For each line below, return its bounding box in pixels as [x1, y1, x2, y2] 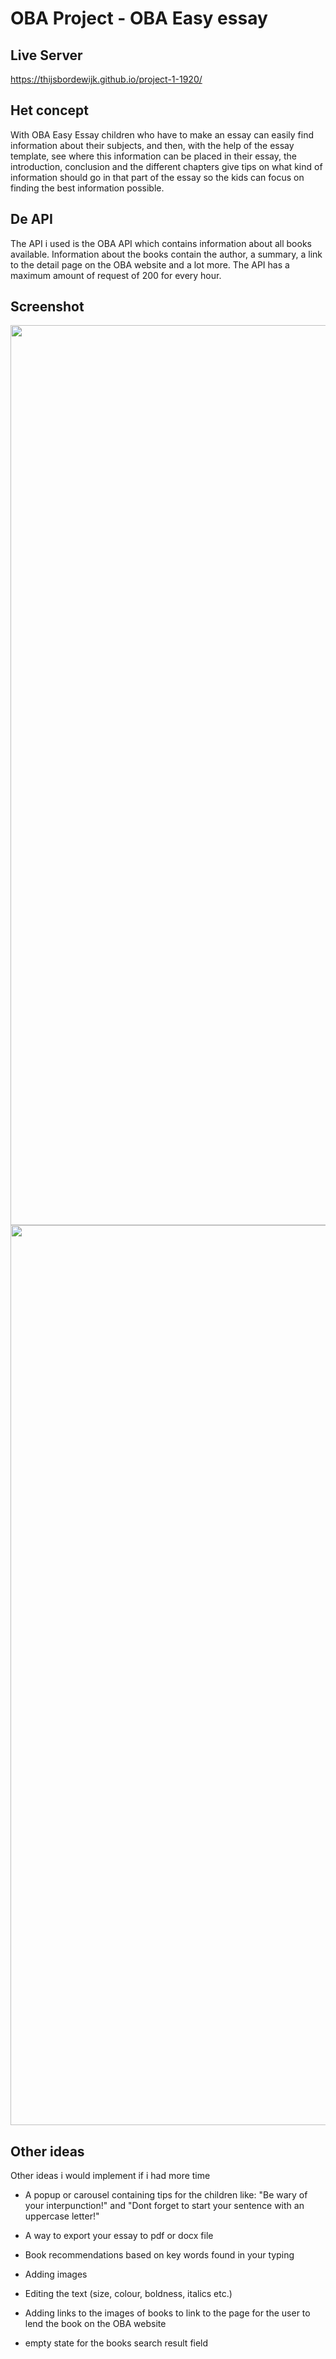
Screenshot [10, 298, 85, 316]
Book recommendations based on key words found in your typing [24, 2249, 295, 2261]
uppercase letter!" [24, 2210, 100, 2222]
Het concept [10, 102, 89, 119]
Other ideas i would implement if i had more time [10, 2170, 211, 2182]
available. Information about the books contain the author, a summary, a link [10, 248, 323, 260]
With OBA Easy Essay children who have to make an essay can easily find [10, 128, 314, 141]
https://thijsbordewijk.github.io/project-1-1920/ [10, 73, 203, 85]
